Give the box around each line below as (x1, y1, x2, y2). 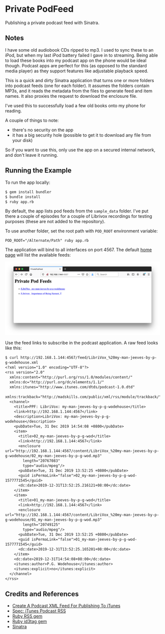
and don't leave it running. (5, 152, 58, 158)
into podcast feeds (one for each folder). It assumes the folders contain (5, 83, 150, 88)
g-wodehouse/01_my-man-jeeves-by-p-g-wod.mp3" (5, 518, 102, 522)
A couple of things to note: (5, 117, 59, 123)
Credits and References (5, 590, 79, 598)
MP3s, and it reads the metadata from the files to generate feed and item (5, 87, 153, 94)
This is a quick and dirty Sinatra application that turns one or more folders (5, 77, 154, 83)
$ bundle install (5, 194, 41, 200)
